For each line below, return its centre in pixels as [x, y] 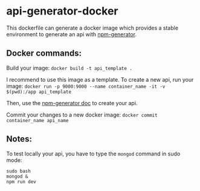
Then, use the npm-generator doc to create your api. [72, 103]
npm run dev [21, 182]
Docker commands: [44, 53]
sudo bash [19, 171]
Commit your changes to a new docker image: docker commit [82, 115]
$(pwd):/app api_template [39, 92]
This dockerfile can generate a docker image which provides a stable [92, 28]
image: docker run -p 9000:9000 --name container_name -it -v [86, 86]
